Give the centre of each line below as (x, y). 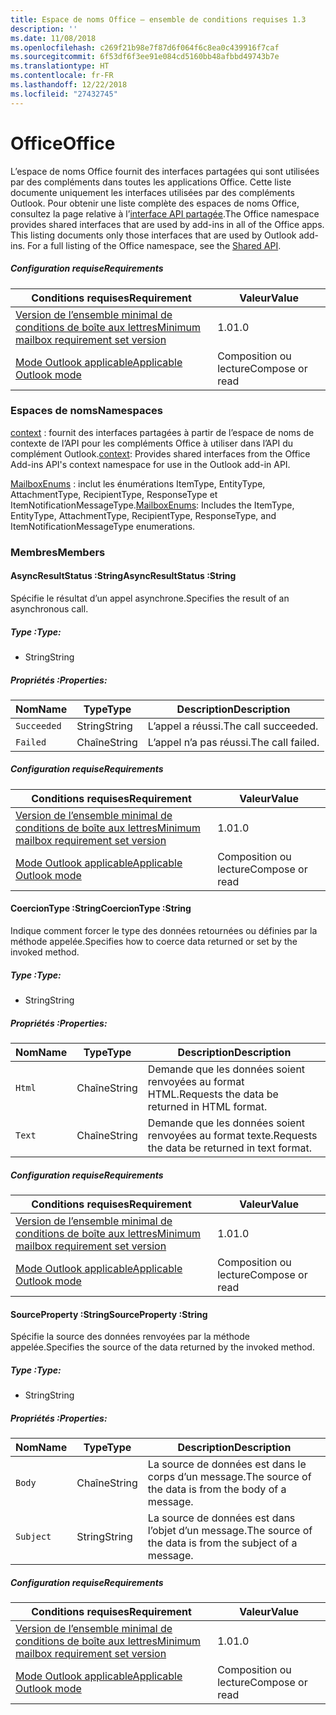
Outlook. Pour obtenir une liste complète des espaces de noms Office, (155, 203)
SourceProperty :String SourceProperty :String (109, 1314)
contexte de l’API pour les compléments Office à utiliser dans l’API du (151, 443)
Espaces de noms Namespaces (87, 411)
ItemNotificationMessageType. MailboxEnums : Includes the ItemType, (152, 505)
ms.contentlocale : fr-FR (62, 76)
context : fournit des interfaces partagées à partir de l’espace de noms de (162, 432)
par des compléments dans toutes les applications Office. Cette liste (151, 182)
